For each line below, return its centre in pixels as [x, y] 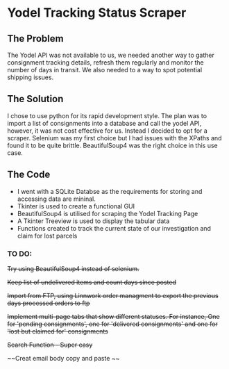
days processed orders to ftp [49, 303]
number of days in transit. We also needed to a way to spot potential [105, 70]
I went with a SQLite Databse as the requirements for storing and [110, 191]
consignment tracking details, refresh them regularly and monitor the [105, 63]
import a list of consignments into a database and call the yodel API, [104, 123]
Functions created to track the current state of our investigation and [114, 228]
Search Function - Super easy [50, 345]
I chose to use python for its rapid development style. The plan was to [107, 115]
